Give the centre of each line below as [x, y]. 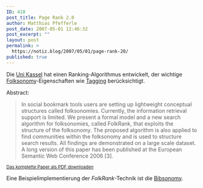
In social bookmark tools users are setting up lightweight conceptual [106, 104]
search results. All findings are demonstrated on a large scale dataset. [108, 143]
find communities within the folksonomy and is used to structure [101, 136]
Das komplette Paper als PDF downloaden [50, 167]
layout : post [23, 40]
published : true [27, 57]
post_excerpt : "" [28, 35]
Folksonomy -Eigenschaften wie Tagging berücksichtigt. [76, 81]
